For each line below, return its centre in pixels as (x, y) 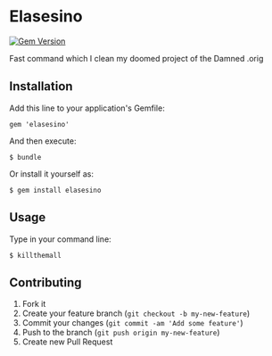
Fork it (34, 304)
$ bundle (25, 157)
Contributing (45, 282)
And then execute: (43, 141)
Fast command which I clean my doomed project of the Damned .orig (136, 58)
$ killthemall (36, 255)
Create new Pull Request (67, 342)
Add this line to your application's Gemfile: (87, 108)
